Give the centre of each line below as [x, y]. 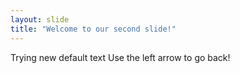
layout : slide [40, 19]
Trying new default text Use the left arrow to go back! [120, 57]
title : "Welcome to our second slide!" [93, 29]
